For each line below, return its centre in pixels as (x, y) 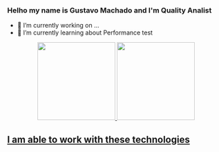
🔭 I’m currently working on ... (58, 26)
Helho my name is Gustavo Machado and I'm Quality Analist (109, 10)
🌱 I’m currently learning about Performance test (85, 32)
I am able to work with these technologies (98, 139)
